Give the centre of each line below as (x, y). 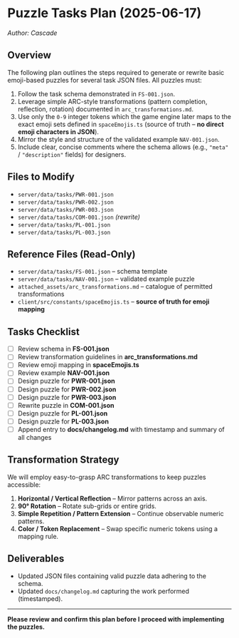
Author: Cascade (32, 33)
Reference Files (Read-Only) (72, 254)
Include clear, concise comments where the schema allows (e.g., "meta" (123, 147)
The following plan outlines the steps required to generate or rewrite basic (116, 72)
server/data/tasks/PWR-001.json (65, 195)
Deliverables (36, 559)
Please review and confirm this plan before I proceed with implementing (116, 619)
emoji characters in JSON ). (58, 132)
